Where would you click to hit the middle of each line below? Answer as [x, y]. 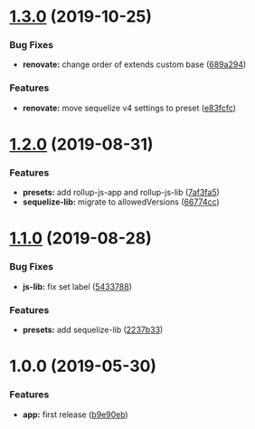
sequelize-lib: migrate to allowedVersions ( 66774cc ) [121, 202]
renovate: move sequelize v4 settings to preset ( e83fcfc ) [129, 108]
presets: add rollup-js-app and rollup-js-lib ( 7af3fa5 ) [121, 193]
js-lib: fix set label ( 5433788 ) [77, 286]
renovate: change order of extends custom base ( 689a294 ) [134, 64]
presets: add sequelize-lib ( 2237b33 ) [93, 330]
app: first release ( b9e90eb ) [75, 415]
